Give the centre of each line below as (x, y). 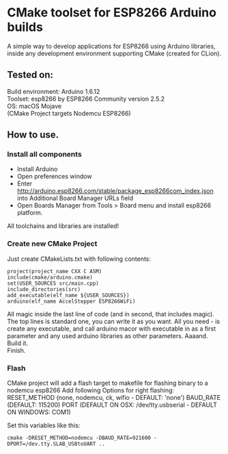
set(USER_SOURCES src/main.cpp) (53, 283)
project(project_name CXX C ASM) (55, 271)
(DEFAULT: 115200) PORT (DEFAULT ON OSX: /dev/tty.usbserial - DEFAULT (112, 405)
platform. (30, 213)
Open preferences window (54, 177)
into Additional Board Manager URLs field (75, 198)
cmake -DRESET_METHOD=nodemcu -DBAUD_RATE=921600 (79, 438)
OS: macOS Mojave (34, 106)
